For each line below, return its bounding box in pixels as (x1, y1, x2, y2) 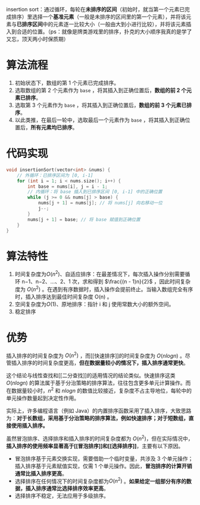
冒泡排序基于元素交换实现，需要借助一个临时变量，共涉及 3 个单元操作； (14, 454, 193, 462)
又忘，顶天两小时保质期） (6, 36, 69, 42)
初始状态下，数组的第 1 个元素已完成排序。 (14, 79, 120, 86)
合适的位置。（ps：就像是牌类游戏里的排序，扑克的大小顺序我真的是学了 (16, 28, 192, 35)
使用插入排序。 (11, 422, 48, 429)
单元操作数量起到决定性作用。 (6, 394, 79, 402)
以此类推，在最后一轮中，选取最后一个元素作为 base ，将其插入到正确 (14, 116, 186, 124)
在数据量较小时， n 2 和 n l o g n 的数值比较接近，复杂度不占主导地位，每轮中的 (6, 386, 192, 394)
